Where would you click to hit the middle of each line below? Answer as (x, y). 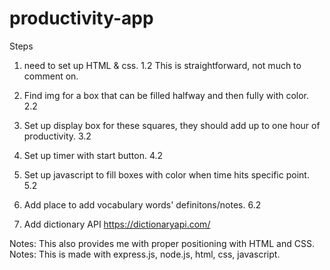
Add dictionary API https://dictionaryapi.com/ (117, 224)
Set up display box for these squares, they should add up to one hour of (172, 125)
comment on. (51, 76)
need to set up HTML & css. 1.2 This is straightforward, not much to (162, 65)
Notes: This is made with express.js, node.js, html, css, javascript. (145, 254)
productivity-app (81, 18)
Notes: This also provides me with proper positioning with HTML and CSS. (162, 243)
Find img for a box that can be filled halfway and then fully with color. (166, 95)
